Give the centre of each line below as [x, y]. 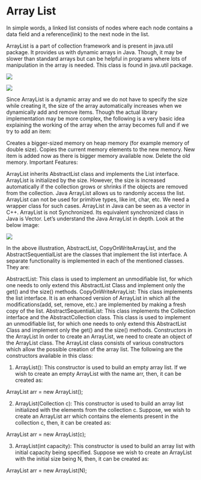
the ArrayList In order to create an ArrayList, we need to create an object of [99, 336]
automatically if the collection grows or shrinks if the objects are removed [97, 186]
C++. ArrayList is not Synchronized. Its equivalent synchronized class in [95, 212]
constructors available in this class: [49, 355]
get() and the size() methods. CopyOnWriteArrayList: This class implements [100, 291]
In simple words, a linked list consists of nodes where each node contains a [100, 28]
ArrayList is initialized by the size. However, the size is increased [86, 180]
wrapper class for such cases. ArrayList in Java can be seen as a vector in [98, 205]
